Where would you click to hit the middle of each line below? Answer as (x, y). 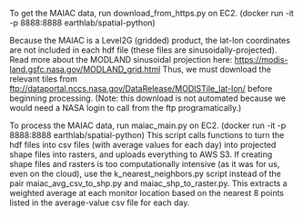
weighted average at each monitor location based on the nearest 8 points (147, 193)
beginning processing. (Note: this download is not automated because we (148, 98)
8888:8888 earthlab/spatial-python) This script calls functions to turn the (147, 135)
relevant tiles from (43, 79)
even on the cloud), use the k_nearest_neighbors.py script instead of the (146, 173)
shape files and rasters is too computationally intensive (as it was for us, (145, 164)
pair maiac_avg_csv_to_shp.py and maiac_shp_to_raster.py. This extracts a (149, 183)
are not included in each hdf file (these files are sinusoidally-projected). (143, 50)
